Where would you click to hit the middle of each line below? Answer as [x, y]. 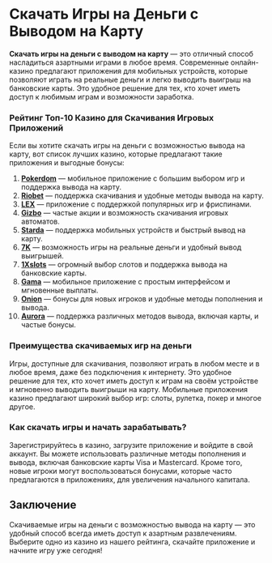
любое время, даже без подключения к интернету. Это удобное [121, 372]
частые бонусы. [48, 325]
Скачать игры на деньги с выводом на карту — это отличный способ [132, 53]
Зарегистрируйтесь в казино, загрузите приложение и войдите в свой [131, 445]
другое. [22, 407]
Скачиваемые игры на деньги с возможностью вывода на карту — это [132, 524]
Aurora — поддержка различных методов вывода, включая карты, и [140, 316]
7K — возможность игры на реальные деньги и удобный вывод [131, 247]
